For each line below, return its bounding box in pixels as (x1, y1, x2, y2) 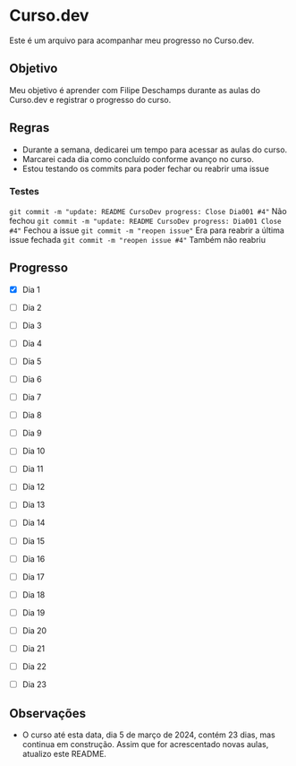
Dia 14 (21, 517, 46, 529)
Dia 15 (21, 535, 46, 547)
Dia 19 (21, 607, 46, 618)
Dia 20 (21, 624, 47, 636)
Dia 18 (21, 589, 46, 600)
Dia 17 (21, 571, 45, 582)
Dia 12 (21, 481, 46, 493)
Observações (9, 705, 87, 721)
